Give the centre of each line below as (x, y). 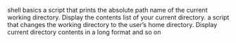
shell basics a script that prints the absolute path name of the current (107, 10)
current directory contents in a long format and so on (84, 32)
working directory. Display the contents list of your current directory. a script (118, 17)
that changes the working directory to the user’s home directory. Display (112, 25)
